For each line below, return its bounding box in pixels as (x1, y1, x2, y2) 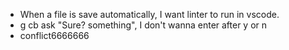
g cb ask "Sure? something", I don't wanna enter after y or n (19, 19, 268, 31)
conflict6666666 (19, 30, 90, 41)
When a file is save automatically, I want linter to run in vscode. (19, 9, 280, 20)
